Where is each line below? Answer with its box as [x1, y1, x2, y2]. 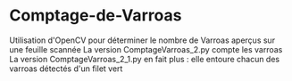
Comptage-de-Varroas [9, 5, 182, 26]
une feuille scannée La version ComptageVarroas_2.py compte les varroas [9, 44, 283, 54]
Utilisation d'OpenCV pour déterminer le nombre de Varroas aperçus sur [9, 35, 275, 45]
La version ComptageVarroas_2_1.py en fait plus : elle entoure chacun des [9, 53, 279, 64]
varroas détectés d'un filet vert [9, 63, 123, 74]
